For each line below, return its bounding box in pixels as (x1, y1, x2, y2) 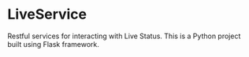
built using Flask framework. (7, 39, 100, 48)
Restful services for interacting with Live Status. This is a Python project (7, 31, 241, 41)
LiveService (7, 5, 87, 23)
